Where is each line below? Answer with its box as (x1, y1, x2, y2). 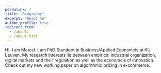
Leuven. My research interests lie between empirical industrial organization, (5, 52, 157, 58)
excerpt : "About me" (5, 16, 47, 21)
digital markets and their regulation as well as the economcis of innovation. (5, 57, 155, 63)
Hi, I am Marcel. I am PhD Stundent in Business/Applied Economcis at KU (5, 47, 151, 53)
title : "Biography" (5, 12, 45, 16)
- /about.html (9, 34, 38, 39)
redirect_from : (5, 25, 36, 30)
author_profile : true (5, 20, 49, 25)
